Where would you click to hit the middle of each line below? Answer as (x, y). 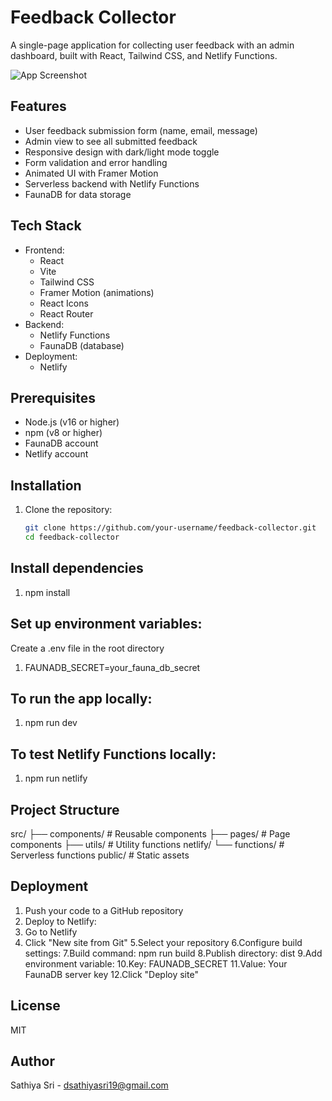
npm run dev (51, 723)
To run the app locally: (81, 698)
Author (32, 1061)
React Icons (64, 303)
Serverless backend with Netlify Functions (112, 183)
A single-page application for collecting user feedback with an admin (152, 45)
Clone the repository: (68, 510)
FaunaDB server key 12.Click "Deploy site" (111, 974)
